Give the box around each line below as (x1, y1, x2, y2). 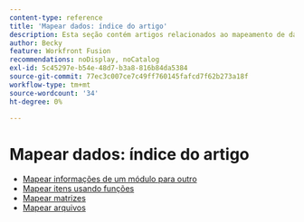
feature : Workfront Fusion (9, 47, 111, 56)
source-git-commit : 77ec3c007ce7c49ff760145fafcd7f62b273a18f (9, 72, 249, 81)
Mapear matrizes (22, 193, 86, 204)
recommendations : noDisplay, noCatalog (9, 55, 160, 64)
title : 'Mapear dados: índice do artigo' (9, 22, 168, 31)
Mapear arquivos (22, 202, 86, 213)
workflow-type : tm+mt (9, 80, 91, 89)
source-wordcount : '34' (9, 88, 100, 97)
